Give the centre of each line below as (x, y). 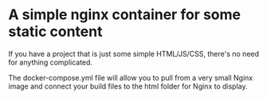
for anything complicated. (51, 62)
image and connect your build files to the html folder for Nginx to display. (128, 86)
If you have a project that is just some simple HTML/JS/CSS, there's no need (134, 53)
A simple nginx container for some (125, 15)
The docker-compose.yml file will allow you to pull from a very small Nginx (131, 77)
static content (55, 32)
